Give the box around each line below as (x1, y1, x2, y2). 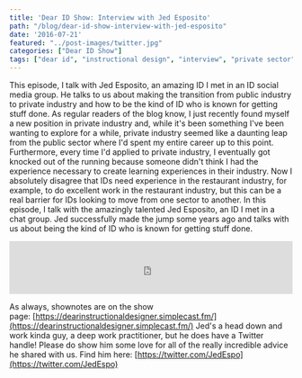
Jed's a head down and (195, 320, 283, 331)
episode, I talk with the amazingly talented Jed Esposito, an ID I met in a (9, 204, 276, 214)
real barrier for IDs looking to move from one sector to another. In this (9, 194, 267, 205)
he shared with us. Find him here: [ (9, 349, 138, 360)
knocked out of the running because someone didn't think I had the (9, 157, 259, 166)
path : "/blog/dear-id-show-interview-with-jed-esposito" (9, 22, 227, 31)
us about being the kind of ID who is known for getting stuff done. (9, 223, 253, 234)
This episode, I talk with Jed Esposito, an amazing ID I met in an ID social (9, 80, 279, 90)
